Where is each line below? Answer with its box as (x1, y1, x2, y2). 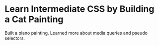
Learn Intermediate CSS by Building (4, 3, 155, 15)
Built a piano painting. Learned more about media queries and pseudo (4, 30, 148, 36)
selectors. (4, 35, 25, 41)
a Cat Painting (4, 14, 64, 25)
